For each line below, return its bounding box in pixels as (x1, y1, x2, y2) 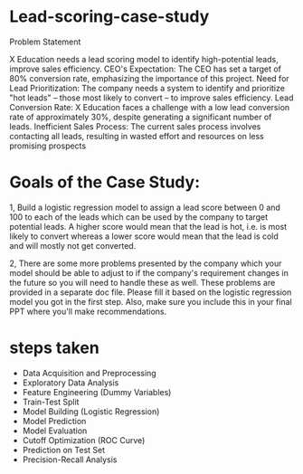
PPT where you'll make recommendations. (9, 306, 167, 317)
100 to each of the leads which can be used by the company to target (9, 211, 269, 223)
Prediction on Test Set (22, 444, 106, 455)
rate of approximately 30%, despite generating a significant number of (9, 111, 272, 122)
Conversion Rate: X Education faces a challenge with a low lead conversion (9, 101, 290, 112)
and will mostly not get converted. (9, 240, 137, 251)
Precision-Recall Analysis (22, 454, 118, 465)
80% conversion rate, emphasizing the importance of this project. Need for (9, 72, 289, 83)
